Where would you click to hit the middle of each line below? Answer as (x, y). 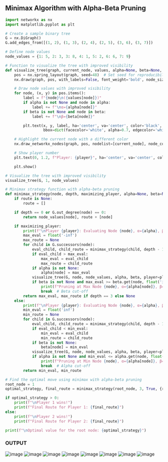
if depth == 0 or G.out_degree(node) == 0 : (60, 212)
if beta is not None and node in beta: (65, 112)
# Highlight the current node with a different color (71, 139)
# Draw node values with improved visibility (62, 89)
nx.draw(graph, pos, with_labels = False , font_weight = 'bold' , (79, 80)
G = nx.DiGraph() (23, 38)
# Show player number (36, 153)
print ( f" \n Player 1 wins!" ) (43, 403)
